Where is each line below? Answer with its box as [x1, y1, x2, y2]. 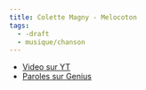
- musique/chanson [17, 37, 86, 47]
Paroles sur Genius [21, 71, 92, 82]
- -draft [17, 29, 50, 38]
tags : [9, 21, 29, 30]
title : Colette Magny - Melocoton [9, 12, 138, 22]
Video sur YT [21, 62, 71, 72]
